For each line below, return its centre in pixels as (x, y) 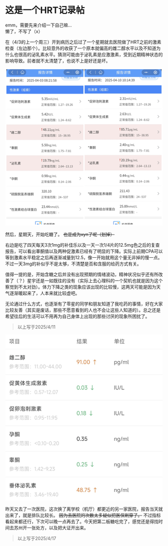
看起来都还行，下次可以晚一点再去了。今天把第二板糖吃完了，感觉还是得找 (82, 521)
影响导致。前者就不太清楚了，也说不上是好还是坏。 (58, 61)
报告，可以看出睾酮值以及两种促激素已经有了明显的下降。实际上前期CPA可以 (84, 251)
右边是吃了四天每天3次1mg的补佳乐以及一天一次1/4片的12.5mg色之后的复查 (82, 245)
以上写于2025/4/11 (36, 327)
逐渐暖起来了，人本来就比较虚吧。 (44, 293)
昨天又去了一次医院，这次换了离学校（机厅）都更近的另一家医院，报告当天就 (84, 509)
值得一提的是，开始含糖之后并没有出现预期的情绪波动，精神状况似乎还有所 (82, 274)
